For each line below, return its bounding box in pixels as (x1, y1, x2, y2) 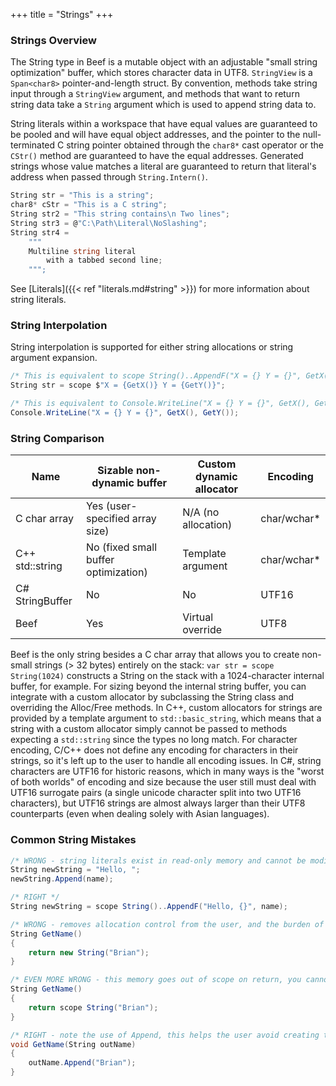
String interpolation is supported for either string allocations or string (10, 341, 294, 353)
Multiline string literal (28, 246, 137, 256)
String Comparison (10, 431, 105, 445)
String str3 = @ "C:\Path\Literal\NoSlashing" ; (10, 218, 208, 228)
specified (86, 512, 130, 526)
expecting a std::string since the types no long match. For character (10, 734, 298, 746)
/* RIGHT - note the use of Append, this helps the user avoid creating (10, 1030, 320, 1040)
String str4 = (10, 227, 70, 238)
